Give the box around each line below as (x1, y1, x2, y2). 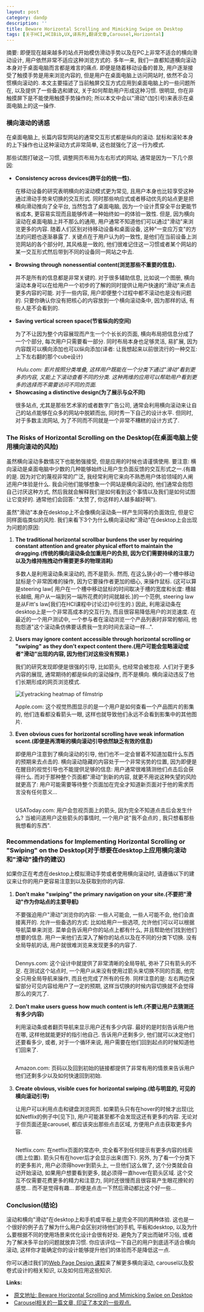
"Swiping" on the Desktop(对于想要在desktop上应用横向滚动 (6, 846, 186, 854)
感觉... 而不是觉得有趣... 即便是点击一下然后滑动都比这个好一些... (15, 1184, 176, 1192)
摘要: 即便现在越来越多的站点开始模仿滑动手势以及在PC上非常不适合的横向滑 (6, 49, 198, 56)
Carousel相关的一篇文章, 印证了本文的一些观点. (14, 1299, 132, 1307)
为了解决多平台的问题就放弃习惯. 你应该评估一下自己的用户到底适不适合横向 (6, 1239, 195, 1246)
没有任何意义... (20, 788, 58, 796)
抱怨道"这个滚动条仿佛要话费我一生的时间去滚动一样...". (15, 623, 154, 630)
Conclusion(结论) (6, 1201, 58, 1209)
